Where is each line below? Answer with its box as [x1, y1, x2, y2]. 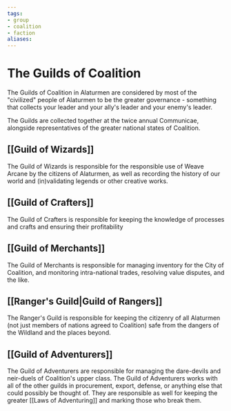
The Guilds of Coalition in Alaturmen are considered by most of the [7, 88, 197, 97]
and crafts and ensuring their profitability [7, 222, 123, 231]
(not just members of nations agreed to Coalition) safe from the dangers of [7, 321, 219, 329]
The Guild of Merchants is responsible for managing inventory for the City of [7, 260, 224, 269]
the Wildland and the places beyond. [7, 329, 112, 337]
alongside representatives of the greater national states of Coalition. [7, 124, 201, 132]
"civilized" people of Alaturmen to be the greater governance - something [7, 96, 217, 104]
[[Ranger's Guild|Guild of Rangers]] [7, 295, 163, 307]
